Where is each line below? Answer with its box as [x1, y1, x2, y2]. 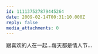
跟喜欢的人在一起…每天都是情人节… [6, 42, 93, 49]
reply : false [6, 19, 38, 25]
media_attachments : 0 [6, 25, 59, 31]
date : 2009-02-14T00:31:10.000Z [6, 14, 85, 20]
